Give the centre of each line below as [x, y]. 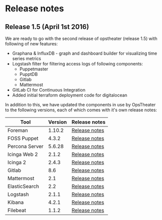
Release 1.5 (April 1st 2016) [47, 27]
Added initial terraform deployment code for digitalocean [70, 95]
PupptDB [28, 74]
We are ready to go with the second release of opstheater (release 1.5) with [81, 38]
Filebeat [17, 210]
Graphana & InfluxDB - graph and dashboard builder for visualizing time [84, 53]
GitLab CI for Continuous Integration [49, 90]
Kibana [16, 202]
